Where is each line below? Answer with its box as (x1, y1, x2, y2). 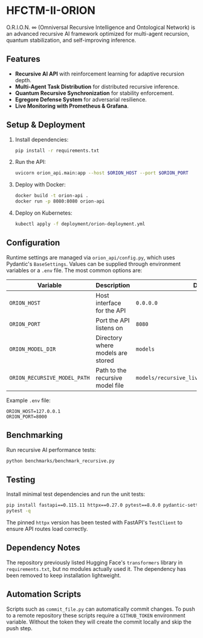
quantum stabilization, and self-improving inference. (6, 36, 137, 44)
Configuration (6, 238, 60, 248)
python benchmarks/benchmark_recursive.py (6, 458, 115, 464)
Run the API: (14, 158, 47, 166)
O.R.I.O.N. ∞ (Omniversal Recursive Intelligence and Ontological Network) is (6, 24, 195, 31)
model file (95, 381, 124, 389)
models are (95, 348, 128, 357)
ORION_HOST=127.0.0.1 (6, 408, 61, 414)
